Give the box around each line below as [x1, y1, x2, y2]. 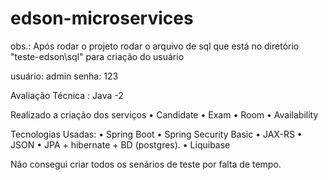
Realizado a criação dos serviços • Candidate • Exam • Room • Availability [10, 108, 319, 121]
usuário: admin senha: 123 [10, 70, 119, 82]
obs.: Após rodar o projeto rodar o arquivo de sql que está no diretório [10, 40, 300, 52]
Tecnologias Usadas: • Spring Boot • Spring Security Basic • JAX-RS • [10, 128, 303, 140]
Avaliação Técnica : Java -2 [10, 89, 124, 101]
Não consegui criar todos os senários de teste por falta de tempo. [10, 158, 282, 170]
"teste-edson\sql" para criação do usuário [10, 50, 185, 62]
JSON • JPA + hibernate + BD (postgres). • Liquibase [10, 138, 231, 151]
